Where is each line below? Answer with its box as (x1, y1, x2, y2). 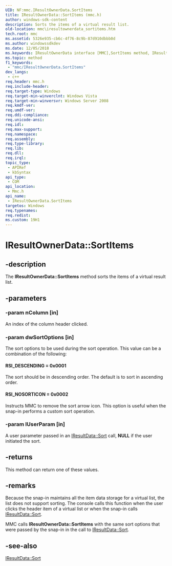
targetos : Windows (5, 203, 45, 208)
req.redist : (5, 212, 31, 218)
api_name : (5, 193, 27, 199)
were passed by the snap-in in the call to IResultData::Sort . (5, 526, 130, 533)
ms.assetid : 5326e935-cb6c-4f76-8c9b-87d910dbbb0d (5, 36, 116, 42)
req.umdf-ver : (5, 108, 36, 113)
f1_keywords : (5, 60, 33, 65)
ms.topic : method (5, 55, 42, 61)
